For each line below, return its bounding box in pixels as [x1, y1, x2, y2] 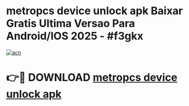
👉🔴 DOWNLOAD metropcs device [6, 71, 178, 84]
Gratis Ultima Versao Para [6, 17, 135, 30]
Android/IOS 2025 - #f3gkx [6, 30, 143, 43]
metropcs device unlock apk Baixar [6, 4, 183, 18]
